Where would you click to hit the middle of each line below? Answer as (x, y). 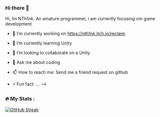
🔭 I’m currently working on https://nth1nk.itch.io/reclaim (69, 34)
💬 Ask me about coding (36, 62)
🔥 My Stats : (20, 99)
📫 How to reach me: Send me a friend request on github (70, 72)
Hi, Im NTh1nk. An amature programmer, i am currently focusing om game (80, 19)
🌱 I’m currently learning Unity (42, 43)
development (19, 24)
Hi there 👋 (17, 8)
